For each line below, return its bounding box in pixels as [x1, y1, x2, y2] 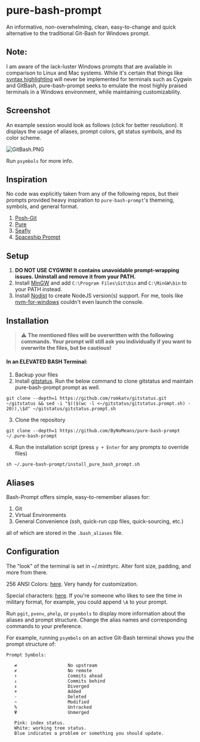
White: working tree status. [14, 725, 87, 731]
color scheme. [6, 134, 42, 141]
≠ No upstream [14, 662, 97, 669]
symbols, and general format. [6, 203, 79, 210]
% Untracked [14, 704, 93, 710]
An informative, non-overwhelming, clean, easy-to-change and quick [6, 23, 176, 30]
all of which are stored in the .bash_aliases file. [6, 529, 124, 537]
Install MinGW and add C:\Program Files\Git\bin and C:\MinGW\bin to [14, 279, 187, 287]
